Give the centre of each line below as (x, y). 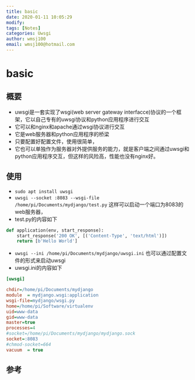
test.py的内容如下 (36, 219)
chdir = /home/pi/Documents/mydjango (50, 290)
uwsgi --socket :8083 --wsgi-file (57, 198)
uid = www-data (22, 312)
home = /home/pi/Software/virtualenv (50, 306)
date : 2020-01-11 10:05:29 (39, 17)
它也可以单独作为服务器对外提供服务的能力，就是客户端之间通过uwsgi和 (102, 148)
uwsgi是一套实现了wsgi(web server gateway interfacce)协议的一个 (95, 112)
